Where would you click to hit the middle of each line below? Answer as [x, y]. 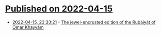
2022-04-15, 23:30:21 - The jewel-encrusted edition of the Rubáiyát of [84, 22]
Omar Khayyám [28, 27]
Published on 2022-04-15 [59, 9]
